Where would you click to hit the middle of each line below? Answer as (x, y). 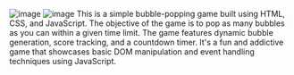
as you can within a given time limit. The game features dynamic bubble (142, 33)
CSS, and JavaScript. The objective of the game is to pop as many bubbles (147, 23)
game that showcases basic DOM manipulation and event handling (132, 52)
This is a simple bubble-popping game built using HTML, (181, 14)
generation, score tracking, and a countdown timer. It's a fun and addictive (147, 42)
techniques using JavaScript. (63, 61)
